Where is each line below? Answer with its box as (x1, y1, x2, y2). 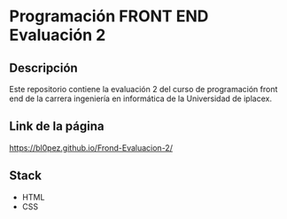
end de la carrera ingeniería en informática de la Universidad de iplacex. (9, 93, 273, 104)
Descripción (9, 60, 78, 75)
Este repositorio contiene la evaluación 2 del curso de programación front (9, 84, 278, 94)
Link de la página (9, 119, 105, 134)
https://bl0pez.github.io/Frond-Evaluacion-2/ (9, 142, 173, 153)
